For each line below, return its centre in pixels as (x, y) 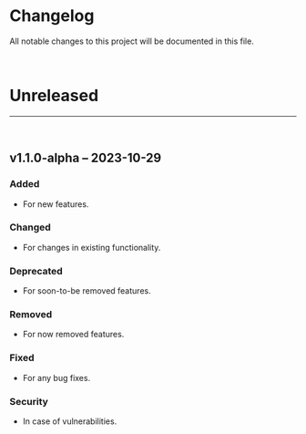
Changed (31, 227)
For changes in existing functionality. (92, 247)
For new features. (56, 204)
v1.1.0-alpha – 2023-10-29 (86, 158)
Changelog (52, 16)
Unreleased (54, 96)
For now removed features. (73, 335)
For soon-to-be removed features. (87, 291)
